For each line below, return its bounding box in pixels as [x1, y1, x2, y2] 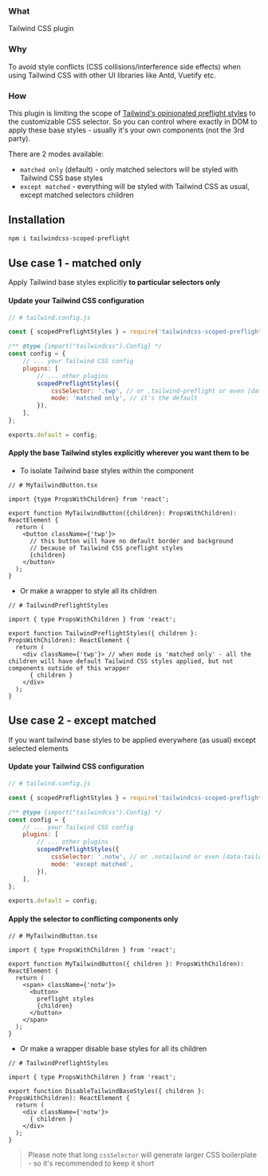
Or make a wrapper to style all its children [19, 586, 157, 596]
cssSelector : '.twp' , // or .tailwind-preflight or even [50, 387, 245, 395]
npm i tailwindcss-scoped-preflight [8, 234, 130, 243]
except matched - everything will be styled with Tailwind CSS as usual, [19, 181, 250, 191]
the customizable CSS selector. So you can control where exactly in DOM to [8, 116, 258, 126]
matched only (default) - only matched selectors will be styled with [19, 164, 238, 174]
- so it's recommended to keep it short [27, 1158, 155, 1168]
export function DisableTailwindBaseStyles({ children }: [8, 1087, 205, 1095]
